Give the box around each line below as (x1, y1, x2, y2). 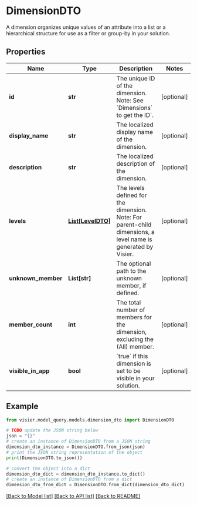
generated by (116, 242, 154, 250)
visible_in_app (9, 366, 50, 374)
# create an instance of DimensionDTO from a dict (6, 476, 133, 483)
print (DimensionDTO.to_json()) (6, 454, 83, 461)
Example (6, 402, 39, 412)
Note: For (116, 213, 142, 221)
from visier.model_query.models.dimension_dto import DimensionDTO (6, 417, 175, 423)
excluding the (116, 335, 154, 343)
